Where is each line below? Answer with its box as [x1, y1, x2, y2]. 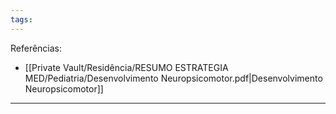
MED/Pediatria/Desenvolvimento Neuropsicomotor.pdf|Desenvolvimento [24, 72, 323, 84]
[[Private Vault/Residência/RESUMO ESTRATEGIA [24, 61, 229, 73]
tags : [10, 14, 33, 25]
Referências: [10, 42, 63, 54]
